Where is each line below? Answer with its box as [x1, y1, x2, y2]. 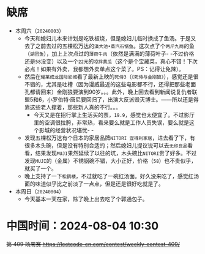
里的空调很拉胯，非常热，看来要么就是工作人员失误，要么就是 [33, 119, 190, 126]
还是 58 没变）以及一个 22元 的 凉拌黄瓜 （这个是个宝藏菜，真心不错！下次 [24, 58, 198, 65]
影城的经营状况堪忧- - [39, 126, 94, 133]
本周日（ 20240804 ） [15, 187, 65, 195]
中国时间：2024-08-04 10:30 [6, 219, 159, 233]
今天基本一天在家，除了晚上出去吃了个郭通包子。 [24, 195, 148, 203]
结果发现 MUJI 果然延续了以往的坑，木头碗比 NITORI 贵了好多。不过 [35, 149, 197, 157]
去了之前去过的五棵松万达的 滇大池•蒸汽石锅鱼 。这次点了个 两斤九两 [24, 42, 184, 50]
